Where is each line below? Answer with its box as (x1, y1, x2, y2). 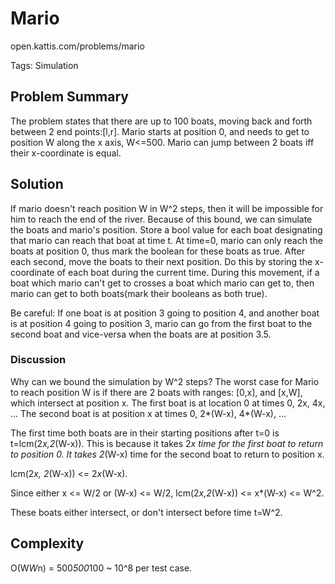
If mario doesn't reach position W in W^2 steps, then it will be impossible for (10, 202, 324, 214)
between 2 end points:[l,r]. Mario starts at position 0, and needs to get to (10, 125, 310, 137)
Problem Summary (10, 88, 129, 106)
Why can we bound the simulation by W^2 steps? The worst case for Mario (10, 375, 320, 387)
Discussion (10, 353, 67, 367)
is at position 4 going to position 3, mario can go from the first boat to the (10, 317, 313, 329)
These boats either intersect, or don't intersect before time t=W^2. (10, 506, 283, 518)
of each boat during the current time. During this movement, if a (56, 266, 320, 278)
